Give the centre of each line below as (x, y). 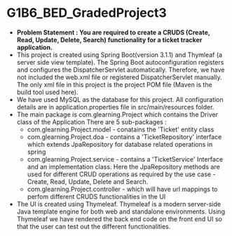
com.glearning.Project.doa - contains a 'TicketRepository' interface (124, 137)
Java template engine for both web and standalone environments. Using (121, 211)
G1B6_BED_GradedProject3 (87, 13)
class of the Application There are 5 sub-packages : (92, 122)
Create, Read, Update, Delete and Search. (88, 181)
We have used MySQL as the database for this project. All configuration (120, 99)
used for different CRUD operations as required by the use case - (121, 174)
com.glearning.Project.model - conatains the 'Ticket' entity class (121, 129)
